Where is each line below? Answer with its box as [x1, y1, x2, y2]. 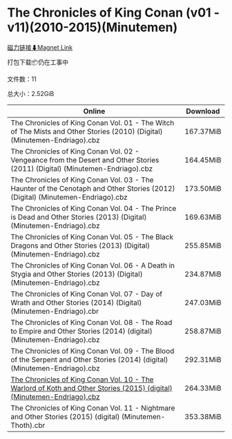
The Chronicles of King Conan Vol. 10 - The [10, 375, 154, 384]
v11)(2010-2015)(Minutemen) [7, 19, 178, 35]
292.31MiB [184, 355, 222, 364]
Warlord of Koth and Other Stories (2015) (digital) [10, 383, 173, 393]
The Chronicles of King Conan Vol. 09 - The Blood [10, 346, 175, 355]
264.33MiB [184, 383, 222, 393]
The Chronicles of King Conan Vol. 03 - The [10, 175, 154, 185]
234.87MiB [184, 269, 222, 279]
